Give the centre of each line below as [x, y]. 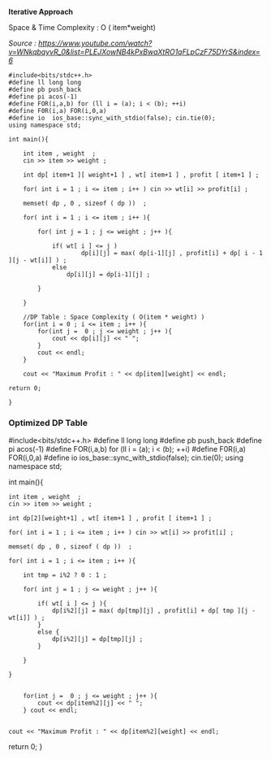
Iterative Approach [41, 12]
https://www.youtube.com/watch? [95, 43]
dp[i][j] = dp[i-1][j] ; [108, 275]
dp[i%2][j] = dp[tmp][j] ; [97, 640]
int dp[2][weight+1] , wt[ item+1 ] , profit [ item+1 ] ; [110, 518]
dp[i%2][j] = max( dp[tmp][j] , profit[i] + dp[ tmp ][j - [153, 611]
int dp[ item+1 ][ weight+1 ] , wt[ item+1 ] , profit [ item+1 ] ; [141, 175]
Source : [22, 43]
